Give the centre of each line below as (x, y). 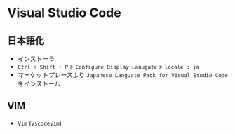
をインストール (39, 83)
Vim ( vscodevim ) (39, 123)
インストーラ (36, 59)
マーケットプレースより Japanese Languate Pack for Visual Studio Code (122, 75)
